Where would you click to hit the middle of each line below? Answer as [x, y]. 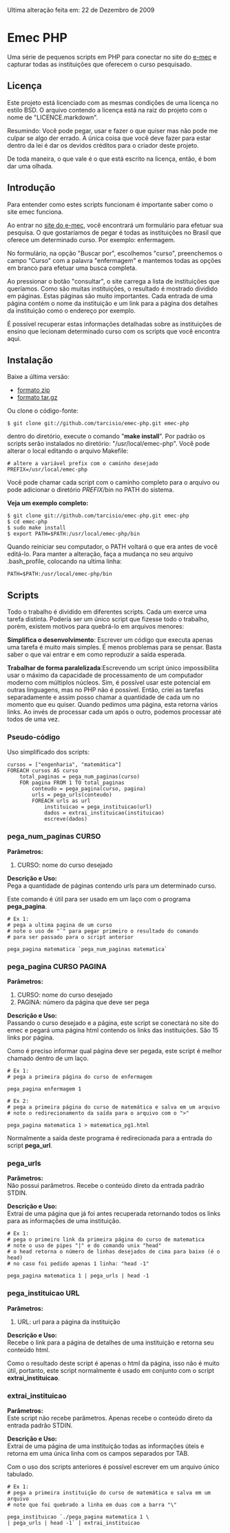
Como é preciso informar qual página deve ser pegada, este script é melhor [115, 1051]
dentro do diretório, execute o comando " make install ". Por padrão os [106, 436]
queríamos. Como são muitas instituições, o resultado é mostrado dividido [113, 289]
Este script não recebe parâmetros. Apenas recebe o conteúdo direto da [110, 1418]
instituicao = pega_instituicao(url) [98, 807]
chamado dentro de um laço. [48, 1058]
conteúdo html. [29, 1349]
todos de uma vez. [33, 719]
